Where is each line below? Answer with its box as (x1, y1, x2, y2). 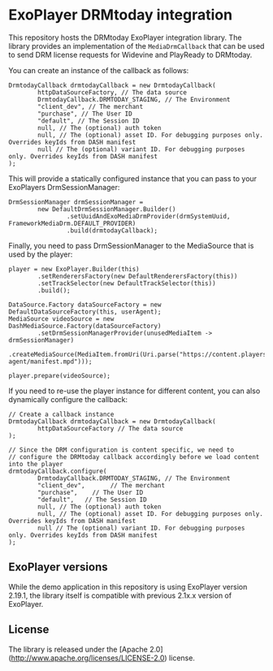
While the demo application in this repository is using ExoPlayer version (8, 582, 248, 591)
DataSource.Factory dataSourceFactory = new (8, 301, 162, 309)
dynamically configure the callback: (8, 394, 128, 404)
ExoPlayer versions (8, 561, 108, 574)
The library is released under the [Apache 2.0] (8, 644, 164, 654)
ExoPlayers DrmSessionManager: (8, 182, 120, 192)
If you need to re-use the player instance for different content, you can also (8, 386, 261, 396)
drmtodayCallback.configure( (8, 467, 107, 475)
